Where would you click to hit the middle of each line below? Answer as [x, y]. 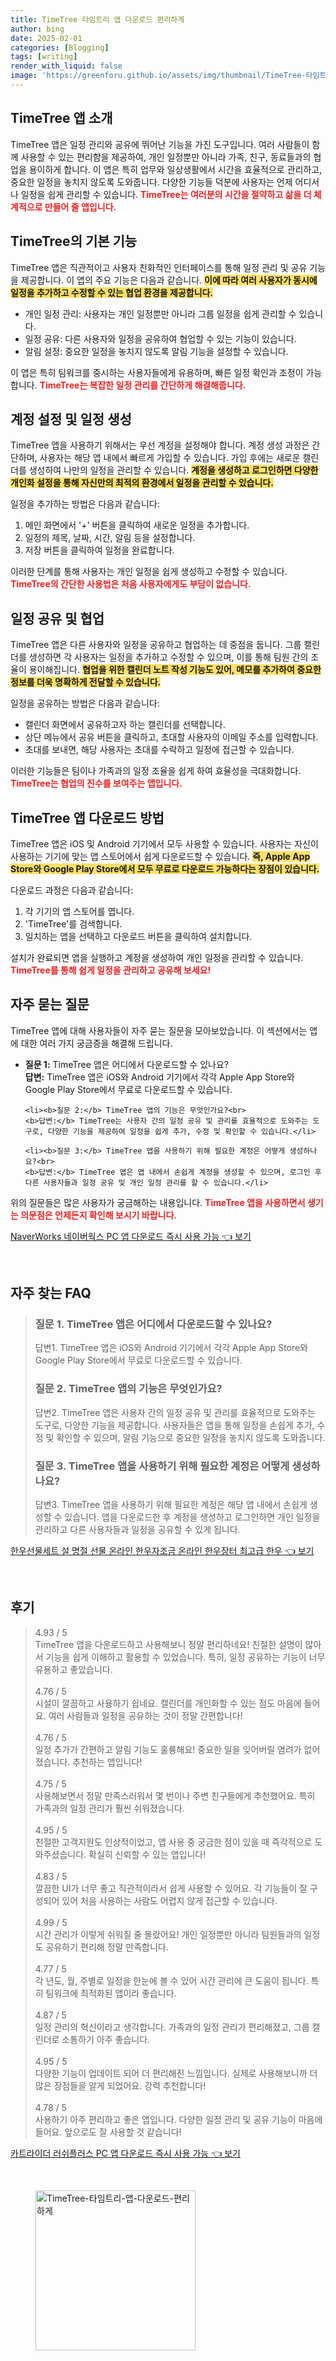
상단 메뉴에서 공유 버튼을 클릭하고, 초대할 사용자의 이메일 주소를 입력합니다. [171, 737]
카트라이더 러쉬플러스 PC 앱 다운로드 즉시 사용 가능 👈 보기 [125, 2153]
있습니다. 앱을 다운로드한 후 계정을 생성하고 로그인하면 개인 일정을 [192, 1517]
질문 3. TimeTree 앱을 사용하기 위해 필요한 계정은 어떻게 [162, 1466]
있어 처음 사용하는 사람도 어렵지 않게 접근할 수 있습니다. [169, 1900]
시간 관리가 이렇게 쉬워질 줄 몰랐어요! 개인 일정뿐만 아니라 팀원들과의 [168, 1934]
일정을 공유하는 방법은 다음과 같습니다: [85, 703]
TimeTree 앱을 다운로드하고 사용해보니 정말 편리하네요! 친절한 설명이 [168, 1644]
